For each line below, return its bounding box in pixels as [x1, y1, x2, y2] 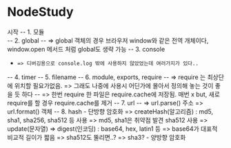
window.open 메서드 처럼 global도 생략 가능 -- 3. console [7, 45, 165, 53]
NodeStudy [7, 4, 74, 20]
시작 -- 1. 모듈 [7, 28, 45, 36]
